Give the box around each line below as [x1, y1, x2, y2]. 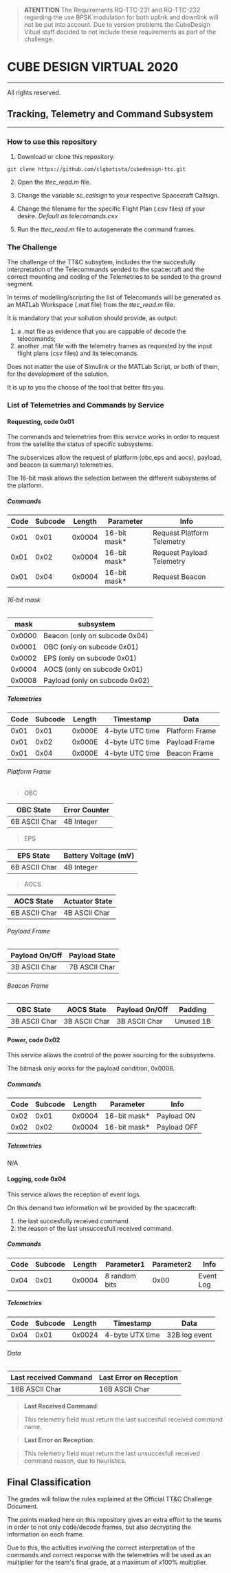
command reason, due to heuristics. [23, 1456, 126, 1465]
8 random [104, 1271, 136, 1280]
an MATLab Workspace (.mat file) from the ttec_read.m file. [7, 301, 175, 309]
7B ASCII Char [68, 962, 115, 972]
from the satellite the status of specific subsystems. [7, 440, 154, 448]
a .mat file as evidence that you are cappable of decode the [16, 327, 186, 336]
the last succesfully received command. [16, 1216, 131, 1225]
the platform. [7, 481, 43, 489]
